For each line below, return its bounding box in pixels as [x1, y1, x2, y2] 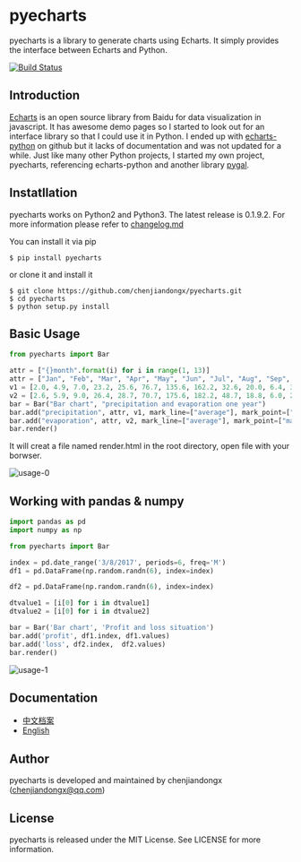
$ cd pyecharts [9, 294, 66, 303]
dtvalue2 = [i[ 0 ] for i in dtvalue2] [9, 607, 150, 616]
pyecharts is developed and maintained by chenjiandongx [9, 775, 222, 786]
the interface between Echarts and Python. [9, 44, 168, 55]
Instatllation [9, 185, 78, 201]
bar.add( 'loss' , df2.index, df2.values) [9, 640, 167, 649]
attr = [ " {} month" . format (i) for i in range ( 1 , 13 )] [9, 366, 211, 375]
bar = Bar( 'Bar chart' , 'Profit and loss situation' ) [9, 624, 215, 633]
